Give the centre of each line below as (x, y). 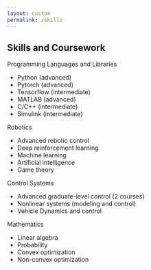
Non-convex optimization (53, 260)
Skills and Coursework (56, 48)
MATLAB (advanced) (47, 100)
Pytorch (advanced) (45, 85)
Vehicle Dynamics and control (59, 211)
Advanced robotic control (53, 141)
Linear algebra (37, 238)
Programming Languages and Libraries (62, 64)
